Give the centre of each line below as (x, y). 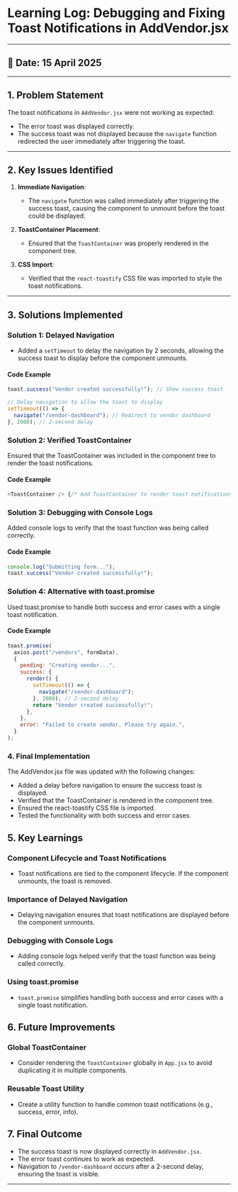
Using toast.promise (43, 982)
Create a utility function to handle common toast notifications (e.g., (115, 1104)
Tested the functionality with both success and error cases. (104, 815)
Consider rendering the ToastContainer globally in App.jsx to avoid (115, 1063)
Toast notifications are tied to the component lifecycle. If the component (123, 873)
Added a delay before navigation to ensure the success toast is (109, 786)
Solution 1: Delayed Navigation (61, 335)
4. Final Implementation (49, 756)
